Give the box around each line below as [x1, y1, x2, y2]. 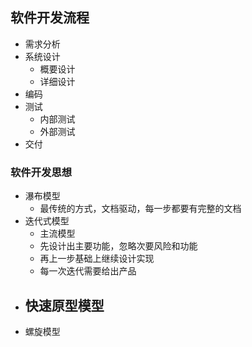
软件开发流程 [10, 9, 90, 27]
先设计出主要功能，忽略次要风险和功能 [39, 240, 198, 252]
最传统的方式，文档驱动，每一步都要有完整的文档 [39, 203, 242, 215]
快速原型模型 [24, 297, 105, 314]
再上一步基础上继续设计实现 [39, 253, 155, 265]
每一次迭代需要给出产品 [39, 265, 137, 277]
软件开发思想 [10, 165, 73, 179]
